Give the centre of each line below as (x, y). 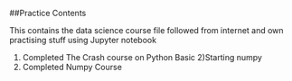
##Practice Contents (48, 13)
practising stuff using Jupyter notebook (83, 40)
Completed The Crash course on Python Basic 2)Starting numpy (142, 57)
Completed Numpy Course (72, 67)
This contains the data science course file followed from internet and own (146, 30)
